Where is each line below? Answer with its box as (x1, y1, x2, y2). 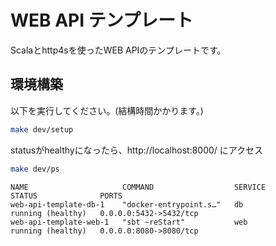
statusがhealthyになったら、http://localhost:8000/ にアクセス (10, 144, 264, 156)
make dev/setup (10, 124, 74, 135)
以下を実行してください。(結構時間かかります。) (10, 104, 204, 116)
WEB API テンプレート (10, 9, 193, 32)
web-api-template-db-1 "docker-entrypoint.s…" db (10, 199, 244, 210)
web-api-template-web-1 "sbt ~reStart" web (10, 217, 248, 227)
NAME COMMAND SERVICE (10, 182, 267, 192)
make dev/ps (10, 164, 60, 174)
